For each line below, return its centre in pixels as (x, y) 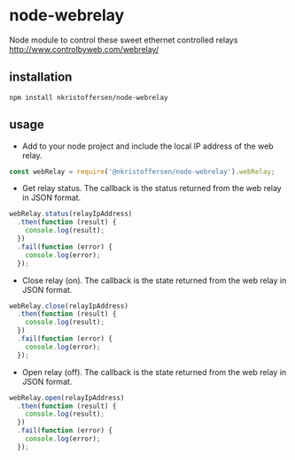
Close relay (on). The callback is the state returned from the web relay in (154, 280)
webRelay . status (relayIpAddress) (71, 214)
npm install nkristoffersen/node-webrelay (89, 97)
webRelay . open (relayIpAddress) (67, 398)
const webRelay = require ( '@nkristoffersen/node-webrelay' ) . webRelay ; (142, 172)
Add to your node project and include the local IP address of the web (147, 146)
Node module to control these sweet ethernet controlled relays (124, 40)
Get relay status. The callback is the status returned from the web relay (151, 188)
